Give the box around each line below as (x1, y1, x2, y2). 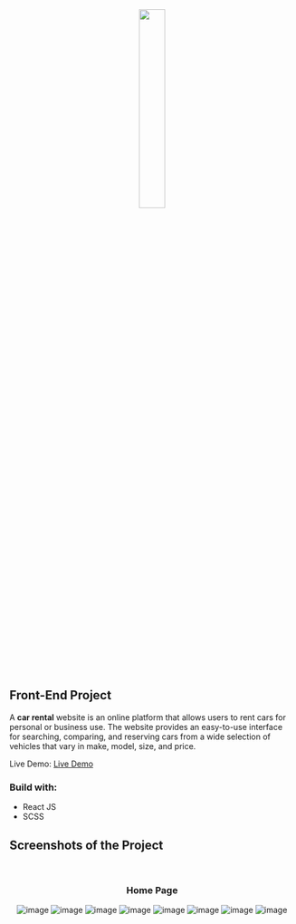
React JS (22, 802, 57, 813)
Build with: (9, 781, 58, 794)
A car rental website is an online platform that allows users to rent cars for (9, 711, 287, 723)
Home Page (126, 883, 178, 896)
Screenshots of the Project (9, 837, 164, 852)
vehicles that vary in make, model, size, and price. (9, 740, 196, 751)
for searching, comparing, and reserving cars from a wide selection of (9, 731, 272, 742)
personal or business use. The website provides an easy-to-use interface (9, 721, 283, 732)
